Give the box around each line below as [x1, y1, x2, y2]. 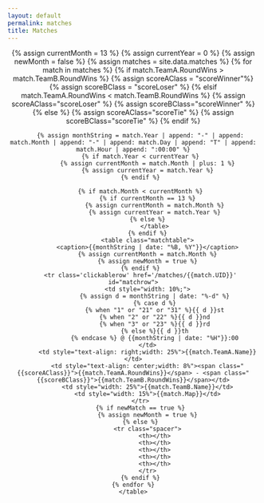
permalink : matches [7, 19, 73, 27]
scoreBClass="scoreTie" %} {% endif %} [65, 117, 201, 126]
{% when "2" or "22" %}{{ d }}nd [98, 313, 211, 322]
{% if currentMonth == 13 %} [98, 195, 196, 203]
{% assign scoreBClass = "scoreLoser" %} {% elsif [49, 82, 217, 92]
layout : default [7, 11, 61, 20]
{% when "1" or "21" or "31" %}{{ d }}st [85, 307, 225, 315]
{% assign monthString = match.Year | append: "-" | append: [36, 132, 244, 140]
